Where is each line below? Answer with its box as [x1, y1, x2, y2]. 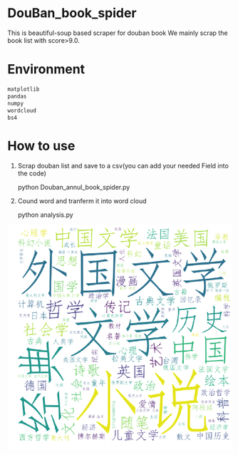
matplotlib [7, 86, 40, 93]
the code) [17, 169, 46, 178]
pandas [7, 93, 27, 100]
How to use [7, 138, 76, 154]
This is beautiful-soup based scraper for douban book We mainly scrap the [7, 29, 228, 37]
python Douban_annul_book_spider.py [17, 183, 130, 191]
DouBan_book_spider [7, 5, 137, 21]
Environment [7, 61, 86, 78]
